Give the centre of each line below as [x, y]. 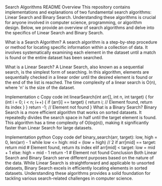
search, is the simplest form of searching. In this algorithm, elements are [77, 72]
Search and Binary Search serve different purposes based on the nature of [79, 158]
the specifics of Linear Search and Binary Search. [54, 33]
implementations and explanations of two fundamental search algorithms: [78, 12]
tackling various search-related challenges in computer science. [69, 178]
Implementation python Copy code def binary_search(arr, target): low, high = [81, 137]
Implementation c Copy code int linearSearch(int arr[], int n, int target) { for [79, 97]
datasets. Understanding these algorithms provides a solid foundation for [78, 173]
